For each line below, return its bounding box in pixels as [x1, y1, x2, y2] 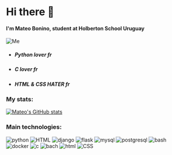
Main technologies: [6, 123, 62, 131]
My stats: [6, 96, 34, 104]
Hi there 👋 [6, 5, 54, 19]
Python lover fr [14, 51, 52, 58]
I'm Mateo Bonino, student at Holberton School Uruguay [6, 24, 145, 31]
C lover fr [14, 66, 38, 73]
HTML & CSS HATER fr [14, 80, 70, 87]
